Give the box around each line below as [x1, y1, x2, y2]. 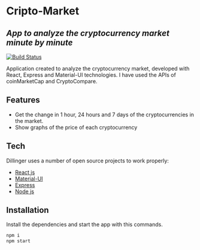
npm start [6, 238, 31, 244]
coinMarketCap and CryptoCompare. [6, 78, 98, 85]
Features [6, 95, 40, 106]
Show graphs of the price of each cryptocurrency [14, 124, 138, 131]
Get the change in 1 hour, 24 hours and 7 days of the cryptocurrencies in [14, 111, 195, 118]
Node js [14, 188, 35, 195]
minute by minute [6, 37, 73, 47]
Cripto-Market [6, 4, 80, 18]
